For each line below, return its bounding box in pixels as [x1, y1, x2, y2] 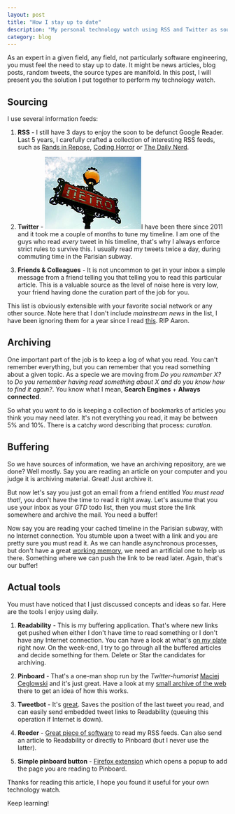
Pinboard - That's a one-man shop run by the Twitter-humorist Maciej [17, 671, 220, 680]
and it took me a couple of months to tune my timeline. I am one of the [17, 230, 220, 238]
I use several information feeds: [7, 115, 99, 123]
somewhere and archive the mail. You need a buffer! [7, 510, 158, 519]
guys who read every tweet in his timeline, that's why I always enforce [17, 238, 220, 246]
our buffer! [7, 561, 38, 569]
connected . [7, 392, 42, 401]
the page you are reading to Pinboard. [17, 764, 127, 773]
